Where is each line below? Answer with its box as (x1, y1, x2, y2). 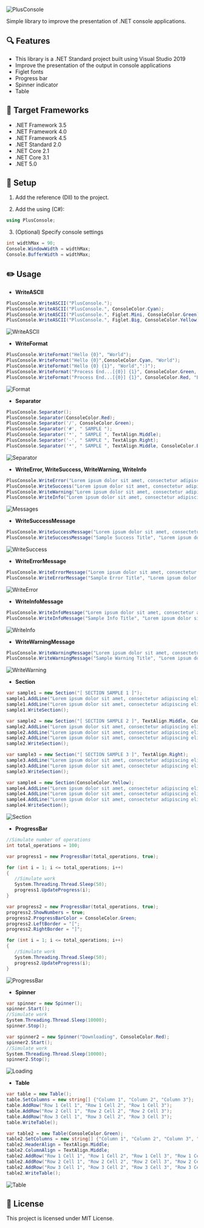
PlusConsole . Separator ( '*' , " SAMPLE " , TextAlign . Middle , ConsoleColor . (6, 443, 197, 449)
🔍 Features (6, 36, 50, 46)
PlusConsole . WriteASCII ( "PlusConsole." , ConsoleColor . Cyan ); (6, 306, 165, 312)
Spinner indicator (15, 81, 59, 88)
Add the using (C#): (15, 206, 65, 213)
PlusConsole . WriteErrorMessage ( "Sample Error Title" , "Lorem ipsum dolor (6, 575, 197, 581)
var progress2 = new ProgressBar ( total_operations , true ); (6, 903, 159, 910)
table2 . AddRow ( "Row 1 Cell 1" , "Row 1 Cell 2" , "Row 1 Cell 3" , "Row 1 (6, 1153, 191, 1159)
